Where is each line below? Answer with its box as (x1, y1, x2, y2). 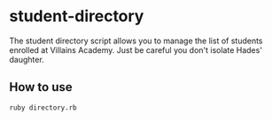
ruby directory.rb (9, 103, 77, 112)
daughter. (9, 54, 44, 64)
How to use (9, 79, 73, 95)
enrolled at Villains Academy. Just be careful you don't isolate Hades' (9, 44, 263, 55)
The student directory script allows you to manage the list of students (9, 35, 263, 46)
